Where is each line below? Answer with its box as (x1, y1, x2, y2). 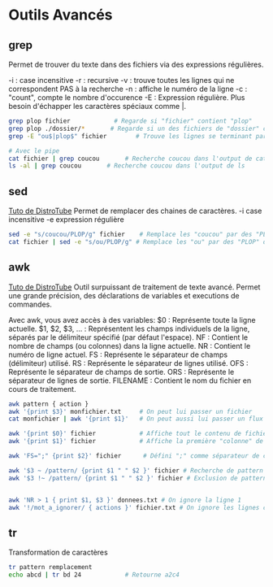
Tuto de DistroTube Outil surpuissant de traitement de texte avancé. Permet (8, 282, 261, 292)
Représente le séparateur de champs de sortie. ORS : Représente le (8, 367, 235, 376)
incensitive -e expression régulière (8, 215, 124, 224)
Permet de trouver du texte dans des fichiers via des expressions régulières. (8, 59, 264, 69)
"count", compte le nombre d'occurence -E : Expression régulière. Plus (8, 93, 245, 102)
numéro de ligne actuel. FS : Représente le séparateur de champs (8, 350, 228, 359)
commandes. (8, 299, 53, 309)
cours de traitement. (8, 384, 76, 394)
